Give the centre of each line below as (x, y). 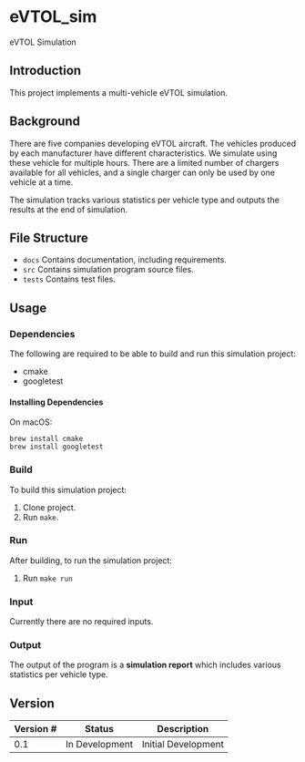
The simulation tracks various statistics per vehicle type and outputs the (145, 200)
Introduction (46, 71)
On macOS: (31, 422)
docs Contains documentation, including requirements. (125, 260)
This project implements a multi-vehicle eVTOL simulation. (119, 92)
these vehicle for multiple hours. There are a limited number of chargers (144, 162)
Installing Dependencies (56, 402)
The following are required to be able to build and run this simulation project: (152, 354)
